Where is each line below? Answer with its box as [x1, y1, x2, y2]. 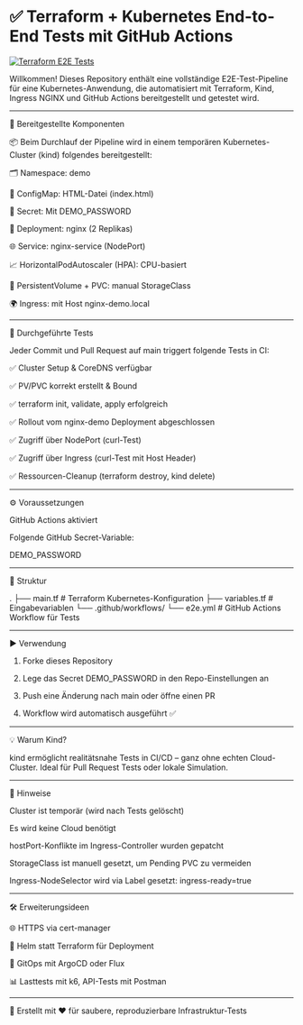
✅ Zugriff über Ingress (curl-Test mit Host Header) [9, 453, 197, 463]
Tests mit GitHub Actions [41, 26, 234, 47]
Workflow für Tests [9, 611, 80, 623]
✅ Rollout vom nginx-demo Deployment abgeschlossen [9, 416, 216, 427]
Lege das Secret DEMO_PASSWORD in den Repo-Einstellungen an [22, 673, 269, 683]
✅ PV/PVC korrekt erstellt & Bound [9, 380, 138, 391]
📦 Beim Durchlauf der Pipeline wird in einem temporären [9, 136, 222, 147]
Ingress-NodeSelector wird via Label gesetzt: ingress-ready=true [9, 874, 252, 885]
